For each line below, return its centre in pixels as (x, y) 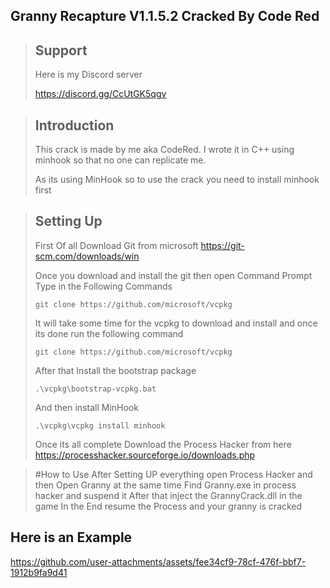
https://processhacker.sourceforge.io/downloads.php (145, 455)
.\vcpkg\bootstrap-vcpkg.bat (95, 389)
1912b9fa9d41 (39, 572)
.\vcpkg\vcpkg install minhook (100, 425)
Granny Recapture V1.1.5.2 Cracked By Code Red (165, 16)
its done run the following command (109, 333)
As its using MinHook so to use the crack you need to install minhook (177, 180)
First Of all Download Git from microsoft (116, 245)
